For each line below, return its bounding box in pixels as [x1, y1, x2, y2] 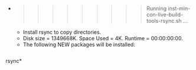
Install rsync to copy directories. [22, 29, 102, 36]
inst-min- [167, 5, 191, 12]
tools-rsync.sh [146, 17, 182, 24]
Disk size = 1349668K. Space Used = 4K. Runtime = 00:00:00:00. [22, 35, 184, 41]
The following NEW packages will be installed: [22, 41, 135, 48]
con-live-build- [146, 11, 184, 18]
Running [146, 5, 167, 12]
